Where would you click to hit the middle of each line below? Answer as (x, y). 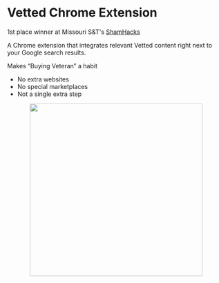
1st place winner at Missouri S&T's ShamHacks (74, 32)
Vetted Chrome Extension (82, 13)
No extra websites (43, 79)
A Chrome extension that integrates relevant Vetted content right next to (110, 45)
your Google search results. (47, 52)
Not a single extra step (49, 94)
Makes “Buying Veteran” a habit (53, 66)
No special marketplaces (53, 86)
